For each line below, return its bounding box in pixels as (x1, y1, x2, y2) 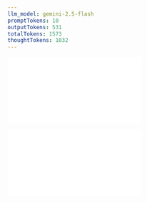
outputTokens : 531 (7, 23, 62, 31)
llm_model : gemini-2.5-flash (7, 10, 94, 18)
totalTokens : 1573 (7, 30, 62, 38)
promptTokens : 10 (7, 17, 59, 24)
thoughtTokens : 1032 (7, 37, 69, 44)
